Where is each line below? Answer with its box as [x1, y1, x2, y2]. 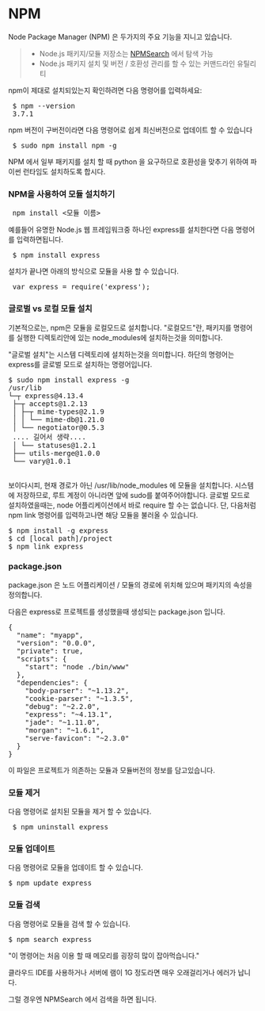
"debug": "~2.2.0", [25, 702, 100, 710]
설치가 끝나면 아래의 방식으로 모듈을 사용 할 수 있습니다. [8, 266, 180, 276]
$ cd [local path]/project [8, 534, 113, 543]
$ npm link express [8, 542, 84, 551]
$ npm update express [8, 879, 93, 888]
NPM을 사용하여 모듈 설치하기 [8, 188, 115, 199]
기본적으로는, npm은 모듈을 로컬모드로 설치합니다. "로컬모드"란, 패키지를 [8, 323, 232, 332]
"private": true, [16, 646, 84, 655]
